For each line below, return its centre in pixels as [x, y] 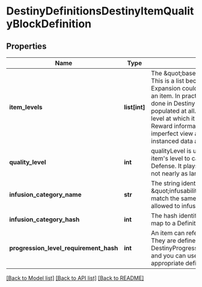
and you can [169, 256]
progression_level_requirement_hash [64, 248]
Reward [162, 126]
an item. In [166, 96]
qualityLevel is [171, 151]
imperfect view [172, 134]
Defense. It [167, 166]
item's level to [171, 158]
